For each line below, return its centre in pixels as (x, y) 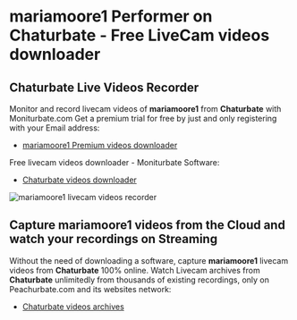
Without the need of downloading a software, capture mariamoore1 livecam (149, 260)
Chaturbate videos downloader (79, 180)
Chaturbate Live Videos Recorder (104, 87)
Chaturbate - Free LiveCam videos (140, 35)
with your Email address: (55, 128)
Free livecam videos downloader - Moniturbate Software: (115, 162)
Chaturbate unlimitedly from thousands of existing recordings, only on (140, 280)
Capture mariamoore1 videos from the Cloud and (148, 225)
